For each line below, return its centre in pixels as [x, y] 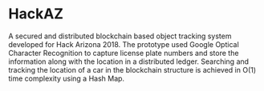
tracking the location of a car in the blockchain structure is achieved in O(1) [132, 69]
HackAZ [36, 14]
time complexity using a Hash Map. [67, 78]
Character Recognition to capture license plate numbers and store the [124, 53]
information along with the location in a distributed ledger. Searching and [129, 61]
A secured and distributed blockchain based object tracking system [120, 36]
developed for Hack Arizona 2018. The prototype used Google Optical [124, 44]
